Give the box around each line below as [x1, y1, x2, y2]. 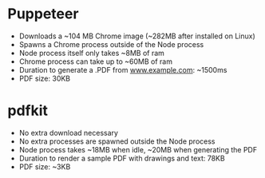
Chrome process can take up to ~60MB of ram [18, 57, 173, 66]
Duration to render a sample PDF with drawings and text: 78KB [18, 153, 225, 163]
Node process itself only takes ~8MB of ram [18, 48, 165, 57]
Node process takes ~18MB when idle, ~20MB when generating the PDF [18, 144, 257, 154]
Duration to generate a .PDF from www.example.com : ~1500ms [18, 65, 227, 74]
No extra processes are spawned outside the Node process [18, 136, 216, 146]
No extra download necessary [18, 128, 119, 137]
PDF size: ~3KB [18, 161, 71, 172]
